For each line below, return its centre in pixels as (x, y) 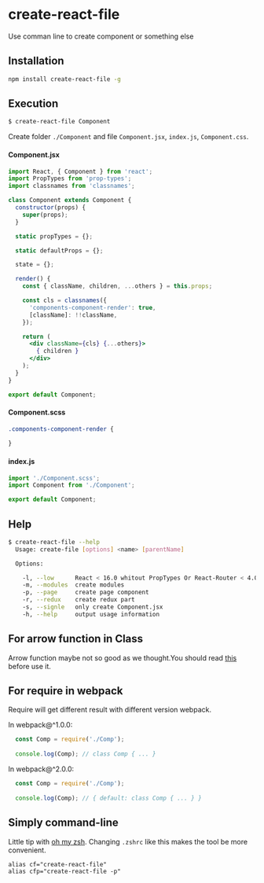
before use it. (29, 666)
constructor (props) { (51, 208)
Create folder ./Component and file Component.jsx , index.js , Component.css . (128, 137)
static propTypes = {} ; (54, 236)
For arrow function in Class (76, 639)
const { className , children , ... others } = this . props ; (117, 286)
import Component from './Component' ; (71, 485)
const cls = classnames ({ (65, 300)
